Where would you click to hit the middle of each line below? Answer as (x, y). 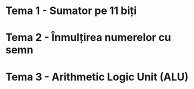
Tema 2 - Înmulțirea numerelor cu (88, 38)
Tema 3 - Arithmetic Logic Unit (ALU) (97, 77)
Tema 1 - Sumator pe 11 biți (71, 11)
